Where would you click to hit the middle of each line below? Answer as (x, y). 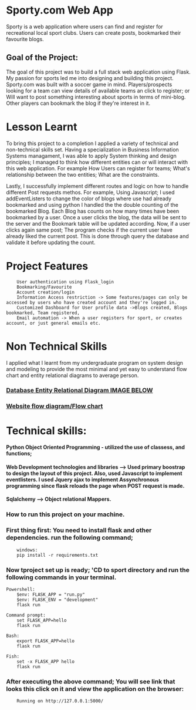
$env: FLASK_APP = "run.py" (51, 595)
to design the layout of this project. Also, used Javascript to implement (94, 473)
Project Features (47, 266)
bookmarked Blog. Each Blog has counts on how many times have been (93, 211)
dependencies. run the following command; (70, 538)
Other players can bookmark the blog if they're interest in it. (78, 103)
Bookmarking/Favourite (44, 287)
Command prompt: (26, 615)
